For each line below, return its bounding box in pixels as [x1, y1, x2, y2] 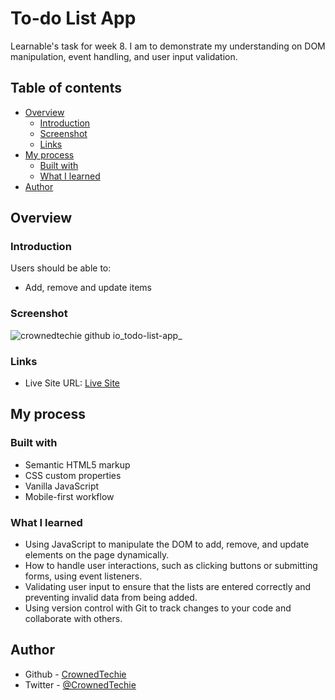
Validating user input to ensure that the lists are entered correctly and [24, 581, 312, 593]
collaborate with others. [24, 613, 123, 625]
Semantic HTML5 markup [24, 458, 131, 471]
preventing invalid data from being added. [24, 592, 198, 604]
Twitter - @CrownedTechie [24, 678, 137, 691]
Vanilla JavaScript [24, 480, 100, 492]
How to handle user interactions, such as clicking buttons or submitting [24, 560, 318, 572]
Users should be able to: [10, 262, 112, 274]
